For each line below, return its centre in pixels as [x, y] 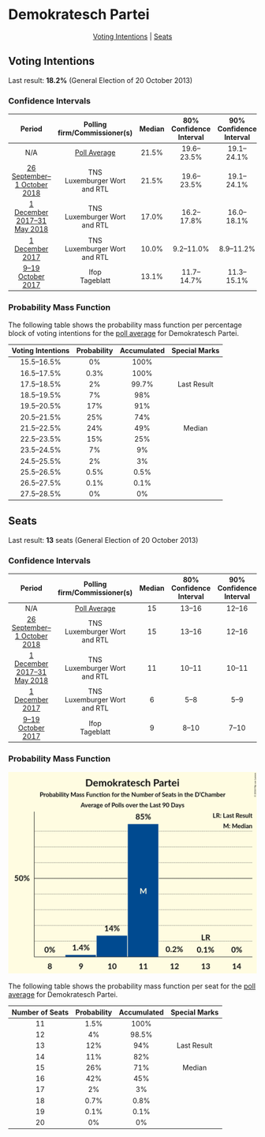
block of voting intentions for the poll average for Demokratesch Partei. [123, 333]
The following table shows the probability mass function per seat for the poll [132, 986]
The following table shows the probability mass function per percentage [125, 325]
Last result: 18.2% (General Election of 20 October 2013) [101, 80]
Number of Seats [40, 1012]
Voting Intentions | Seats [132, 36]
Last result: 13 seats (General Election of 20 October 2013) [103, 540]
